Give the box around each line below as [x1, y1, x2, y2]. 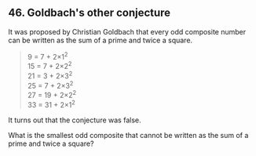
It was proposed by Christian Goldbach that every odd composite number [8, 27, 247, 36]
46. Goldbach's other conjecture [8, 6, 171, 20]
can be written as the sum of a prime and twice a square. [8, 35, 193, 45]
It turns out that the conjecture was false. [8, 115, 141, 125]
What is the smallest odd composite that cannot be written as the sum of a [8, 130, 249, 140]
